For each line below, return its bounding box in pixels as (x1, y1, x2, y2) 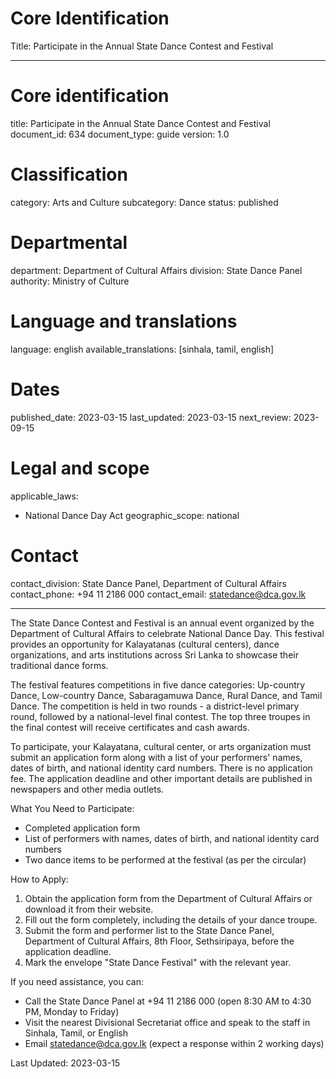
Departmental (10, 232, 128, 254)
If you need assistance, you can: (10, 975, 145, 987)
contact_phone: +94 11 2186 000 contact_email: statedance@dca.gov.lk (10, 588, 307, 600)
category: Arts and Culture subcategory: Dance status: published (10, 196, 279, 208)
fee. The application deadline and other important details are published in (10, 772, 313, 784)
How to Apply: (10, 873, 69, 885)
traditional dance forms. (10, 659, 109, 671)
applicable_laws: (10, 490, 79, 502)
